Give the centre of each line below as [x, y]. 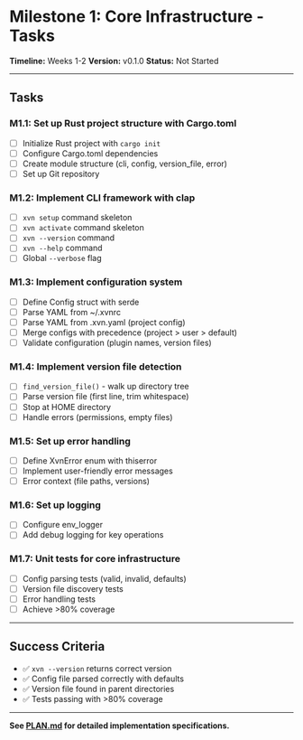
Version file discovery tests [73, 588]
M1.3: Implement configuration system [96, 282]
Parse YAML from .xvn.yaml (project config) [104, 322]
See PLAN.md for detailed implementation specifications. [119, 726]
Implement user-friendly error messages [97, 471]
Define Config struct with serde [81, 302]
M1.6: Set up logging [55, 505]
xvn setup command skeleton [77, 218]
